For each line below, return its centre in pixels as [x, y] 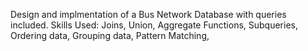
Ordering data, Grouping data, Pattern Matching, [110, 35]
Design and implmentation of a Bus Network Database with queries [148, 14]
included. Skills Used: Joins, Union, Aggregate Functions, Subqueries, [154, 25]
